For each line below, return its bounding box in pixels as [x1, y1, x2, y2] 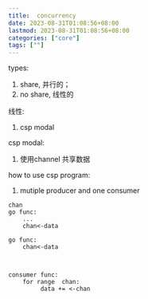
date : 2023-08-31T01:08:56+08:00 [8, 19, 119, 27]
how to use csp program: [8, 171, 91, 180]
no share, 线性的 [19, 89, 74, 100]
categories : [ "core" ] [8, 33, 80, 42]
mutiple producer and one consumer [19, 186, 141, 195]
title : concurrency [8, 11, 77, 20]
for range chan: [22, 278, 80, 286]
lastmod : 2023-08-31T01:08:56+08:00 [8, 26, 130, 34]
